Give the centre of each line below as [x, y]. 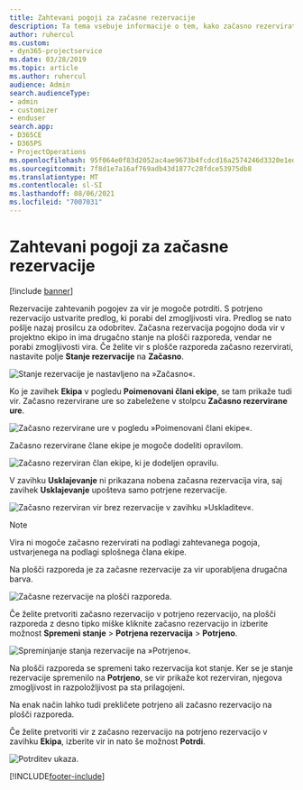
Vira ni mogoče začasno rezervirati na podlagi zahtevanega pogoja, [135, 542]
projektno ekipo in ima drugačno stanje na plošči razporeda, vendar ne [141, 337]
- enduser [28, 118]
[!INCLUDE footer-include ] [57, 776]
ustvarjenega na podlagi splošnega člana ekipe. [98, 552]
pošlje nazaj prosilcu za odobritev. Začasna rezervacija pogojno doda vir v [147, 327]
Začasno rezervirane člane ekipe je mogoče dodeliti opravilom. [126, 445]
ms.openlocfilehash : [48, 160]
